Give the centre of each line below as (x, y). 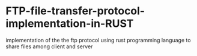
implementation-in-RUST (70, 24)
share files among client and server (49, 46)
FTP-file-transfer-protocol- (75, 11)
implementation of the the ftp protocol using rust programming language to (98, 40)
